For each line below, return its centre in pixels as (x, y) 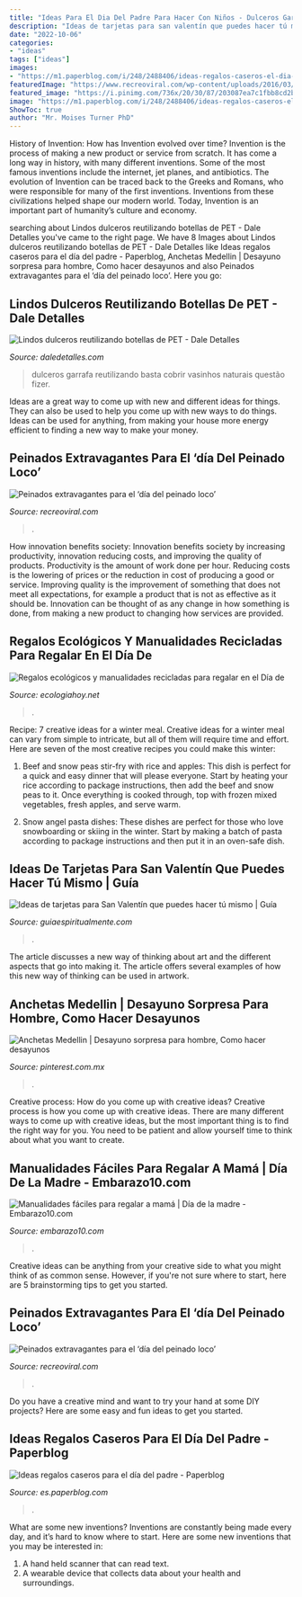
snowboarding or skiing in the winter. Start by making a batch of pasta (152, 831)
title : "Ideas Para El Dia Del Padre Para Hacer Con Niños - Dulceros (144, 18)
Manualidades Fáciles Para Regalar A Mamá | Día (148, 1169)
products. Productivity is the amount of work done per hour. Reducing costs (150, 565)
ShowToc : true (36, 110)
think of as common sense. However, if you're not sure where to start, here (148, 1275)
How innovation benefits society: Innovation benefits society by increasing (147, 546)
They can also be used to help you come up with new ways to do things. (143, 411)
